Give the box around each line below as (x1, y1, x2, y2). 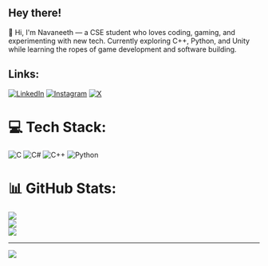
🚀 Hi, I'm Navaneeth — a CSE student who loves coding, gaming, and (8, 27, 235, 37)
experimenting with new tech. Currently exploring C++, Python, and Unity (8, 36, 250, 45)
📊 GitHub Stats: (8, 179, 117, 198)
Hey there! (8, 6, 62, 20)
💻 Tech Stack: (8, 118, 107, 136)
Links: (8, 68, 40, 81)
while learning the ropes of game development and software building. (8, 44, 237, 54)
